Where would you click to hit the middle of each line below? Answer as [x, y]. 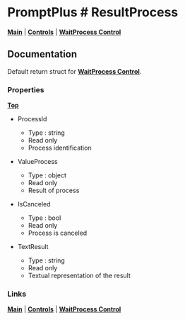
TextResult [33, 247]
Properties [26, 89]
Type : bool [44, 218]
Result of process [54, 191]
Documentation [42, 54]
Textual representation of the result [79, 276]
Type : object [47, 175]
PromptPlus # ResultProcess [93, 12]
